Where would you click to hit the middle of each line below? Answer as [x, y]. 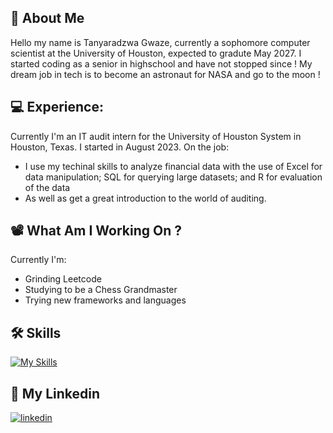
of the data [47, 187]
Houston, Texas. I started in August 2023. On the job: [120, 147]
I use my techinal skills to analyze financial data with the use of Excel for [173, 166]
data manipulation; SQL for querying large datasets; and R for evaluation [173, 177]
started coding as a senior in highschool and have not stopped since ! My [161, 63]
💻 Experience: [57, 107]
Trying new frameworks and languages [105, 300]
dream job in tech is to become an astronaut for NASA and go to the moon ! [165, 74]
